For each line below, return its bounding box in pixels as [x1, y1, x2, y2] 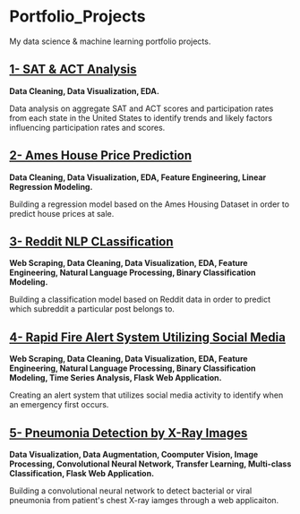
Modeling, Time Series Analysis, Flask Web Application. [9, 373, 222, 383]
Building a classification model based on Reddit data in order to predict [9, 294, 271, 305]
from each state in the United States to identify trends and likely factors [9, 112, 273, 123]
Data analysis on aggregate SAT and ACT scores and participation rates [9, 103, 274, 114]
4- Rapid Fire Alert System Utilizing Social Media [9, 330, 287, 345]
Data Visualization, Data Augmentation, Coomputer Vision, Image [9, 450, 259, 459]
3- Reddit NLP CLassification [9, 234, 174, 249]
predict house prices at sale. [9, 208, 115, 218]
